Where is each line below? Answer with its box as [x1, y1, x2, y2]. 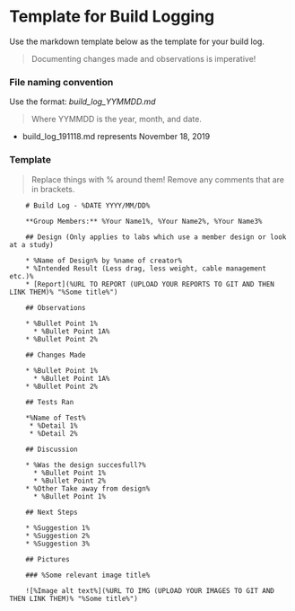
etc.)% [9, 271, 34, 280]
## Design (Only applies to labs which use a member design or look [25, 232, 287, 242]
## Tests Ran [25, 397, 74, 406]
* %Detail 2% [29, 429, 78, 438]
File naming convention [9, 75, 114, 88]
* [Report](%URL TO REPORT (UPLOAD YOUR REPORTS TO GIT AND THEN [25, 279, 275, 288]
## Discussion [25, 445, 78, 454]
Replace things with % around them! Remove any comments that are [30, 173, 285, 185]
